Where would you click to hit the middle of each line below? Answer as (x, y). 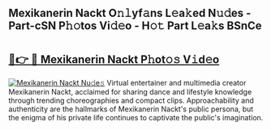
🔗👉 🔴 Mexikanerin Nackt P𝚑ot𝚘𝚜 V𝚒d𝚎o (114, 59)
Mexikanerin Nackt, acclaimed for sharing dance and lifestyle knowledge (130, 92)
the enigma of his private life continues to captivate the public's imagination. (136, 117)
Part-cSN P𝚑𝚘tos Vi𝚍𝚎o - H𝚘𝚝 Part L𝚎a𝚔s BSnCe (135, 26)
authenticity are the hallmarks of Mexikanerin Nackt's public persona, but (131, 109)
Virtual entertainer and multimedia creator (176, 83)
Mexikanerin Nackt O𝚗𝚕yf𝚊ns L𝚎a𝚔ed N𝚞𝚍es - (130, 13)
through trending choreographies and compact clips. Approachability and (131, 101)
